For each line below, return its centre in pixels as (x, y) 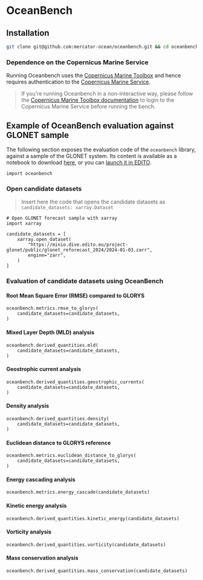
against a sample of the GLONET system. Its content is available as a (92, 156)
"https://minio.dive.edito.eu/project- (78, 245)
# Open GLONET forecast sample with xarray (62, 219)
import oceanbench (29, 173)
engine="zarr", (47, 255)
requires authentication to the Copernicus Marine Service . (79, 82)
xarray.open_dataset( (44, 240)
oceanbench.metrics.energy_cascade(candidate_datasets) (78, 492)
